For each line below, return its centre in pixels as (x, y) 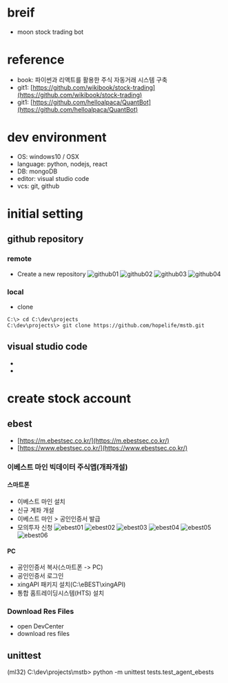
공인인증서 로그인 (40, 576)
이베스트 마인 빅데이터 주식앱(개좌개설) (68, 467)
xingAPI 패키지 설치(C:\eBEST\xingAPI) (71, 584)
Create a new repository (51, 273)
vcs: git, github (38, 186)
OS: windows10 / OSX (48, 156)
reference (36, 60)
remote (20, 259)
